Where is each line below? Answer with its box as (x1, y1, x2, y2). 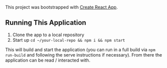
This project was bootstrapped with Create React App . (5, 4, 118, 10)
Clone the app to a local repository (12, 32, 85, 38)
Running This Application (5, 18, 87, 27)
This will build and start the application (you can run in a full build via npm (5, 47, 156, 53)
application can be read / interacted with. (5, 57, 91, 63)
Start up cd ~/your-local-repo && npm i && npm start (12, 37, 125, 43)
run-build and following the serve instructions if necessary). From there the (5, 52, 162, 58)
